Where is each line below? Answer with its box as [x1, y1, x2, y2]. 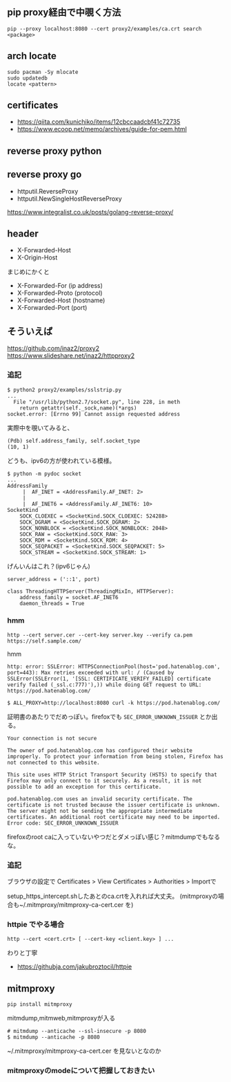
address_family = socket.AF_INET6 [19, 594, 119, 600]
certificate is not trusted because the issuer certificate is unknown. [7, 801, 221, 808]
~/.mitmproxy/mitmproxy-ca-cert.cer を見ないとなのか [7, 1047, 161, 1055]
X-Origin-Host [17, 253, 58, 262]
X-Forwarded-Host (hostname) [17, 296, 106, 304]
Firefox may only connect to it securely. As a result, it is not [7, 777, 202, 784]
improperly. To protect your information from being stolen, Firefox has [7, 753, 224, 760]
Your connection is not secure [7, 735, 97, 742]
